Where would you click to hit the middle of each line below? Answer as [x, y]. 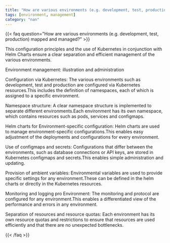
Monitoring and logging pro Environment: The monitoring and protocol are [82, 194]
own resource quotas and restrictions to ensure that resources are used [80, 220]
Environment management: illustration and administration [65, 70]
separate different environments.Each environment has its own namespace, [84, 111]
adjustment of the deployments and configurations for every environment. [82, 137]
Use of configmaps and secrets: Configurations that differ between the [79, 147]
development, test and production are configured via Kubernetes [73, 85]
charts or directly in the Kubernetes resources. [54, 184]
